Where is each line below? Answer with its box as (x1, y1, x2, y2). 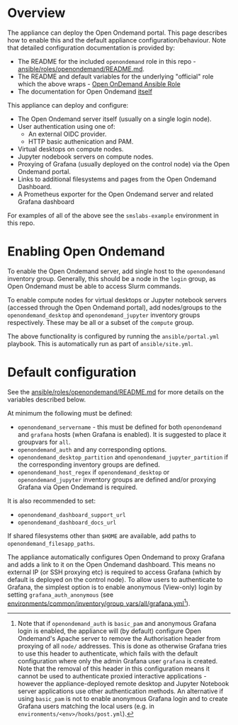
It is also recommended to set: (7, 496, 96, 505)
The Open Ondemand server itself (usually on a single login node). (17, 115, 212, 123)
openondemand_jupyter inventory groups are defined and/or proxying (17, 475, 216, 484)
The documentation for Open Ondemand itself (17, 87, 152, 96)
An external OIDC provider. (28, 130, 107, 138)
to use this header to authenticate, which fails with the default (17, 649, 198, 658)
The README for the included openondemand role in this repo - (17, 57, 196, 65)
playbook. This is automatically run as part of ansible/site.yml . (7, 339, 193, 348)
